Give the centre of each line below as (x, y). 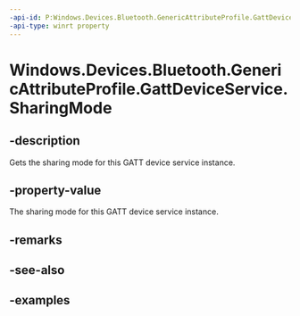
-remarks (36, 240)
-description (45, 141)
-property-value (55, 190)
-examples (40, 300)
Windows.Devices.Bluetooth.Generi (146, 70)
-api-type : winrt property (59, 26)
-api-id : (25, 17)
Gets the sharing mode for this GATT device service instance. (122, 162)
